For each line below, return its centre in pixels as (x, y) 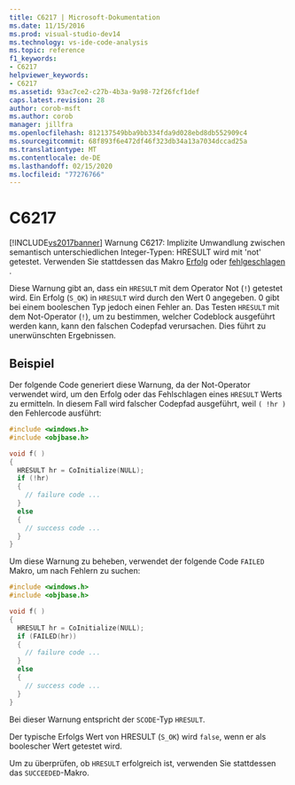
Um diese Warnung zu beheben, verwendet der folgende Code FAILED (137, 561)
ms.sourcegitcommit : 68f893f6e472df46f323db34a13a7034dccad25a (128, 141)
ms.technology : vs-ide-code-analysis (79, 42)
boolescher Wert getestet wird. (66, 746)
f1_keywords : (33, 59)
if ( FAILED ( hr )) (47, 636)
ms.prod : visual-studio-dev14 (65, 34)
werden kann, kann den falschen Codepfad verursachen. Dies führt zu (138, 326)
